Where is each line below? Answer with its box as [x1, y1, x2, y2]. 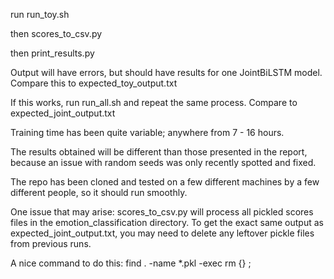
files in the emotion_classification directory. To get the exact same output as [10, 217, 324, 228]
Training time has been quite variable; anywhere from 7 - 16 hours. [10, 127, 285, 138]
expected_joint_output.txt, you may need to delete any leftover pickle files [10, 227, 315, 239]
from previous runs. [10, 238, 92, 249]
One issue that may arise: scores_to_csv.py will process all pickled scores [10, 206, 314, 218]
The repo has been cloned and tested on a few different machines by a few [10, 176, 320, 188]
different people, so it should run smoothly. [10, 187, 188, 198]
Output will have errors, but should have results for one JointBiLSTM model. [10, 67, 323, 78]
